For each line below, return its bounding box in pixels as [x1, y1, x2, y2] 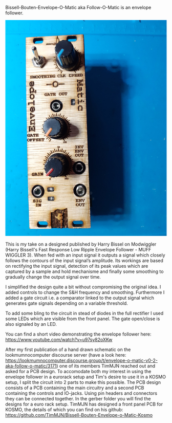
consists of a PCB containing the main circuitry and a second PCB [5, 385, 144, 391]
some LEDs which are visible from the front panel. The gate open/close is [5, 316, 160, 322]
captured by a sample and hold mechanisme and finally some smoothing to [5, 268, 164, 274]
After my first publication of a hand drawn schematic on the [5, 346, 131, 353]
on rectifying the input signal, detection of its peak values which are [5, 263, 148, 269]
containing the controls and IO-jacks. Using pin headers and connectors [5, 390, 158, 396]
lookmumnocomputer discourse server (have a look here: [5, 352, 126, 358]
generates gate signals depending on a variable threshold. [5, 300, 128, 306]
